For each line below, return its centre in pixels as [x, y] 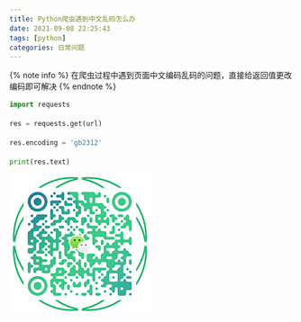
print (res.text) [40, 162]
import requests [40, 105]
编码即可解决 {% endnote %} [63, 86]
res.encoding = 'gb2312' [56, 143]
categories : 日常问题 [47, 48]
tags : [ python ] [38, 38]
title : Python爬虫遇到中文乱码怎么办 [73, 19]
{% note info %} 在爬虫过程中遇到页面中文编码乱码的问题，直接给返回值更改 [151, 76]
